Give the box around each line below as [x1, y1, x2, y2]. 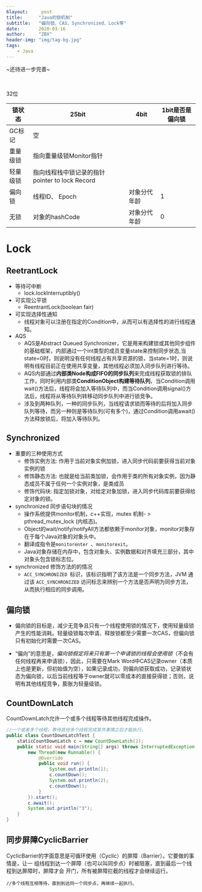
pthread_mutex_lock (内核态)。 [23, 518, 101, 525]
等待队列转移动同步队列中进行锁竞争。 [61, 392, 156, 399]
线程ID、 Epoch [32, 192, 77, 201]
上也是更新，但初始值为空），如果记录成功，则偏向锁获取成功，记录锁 [14, 665, 186, 672]
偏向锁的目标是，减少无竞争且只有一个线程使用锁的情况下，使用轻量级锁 [14, 622, 194, 629]
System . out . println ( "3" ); [28, 806, 93, 812]
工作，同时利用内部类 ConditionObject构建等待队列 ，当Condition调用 [23, 377, 195, 384]
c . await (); [28, 800, 55, 806]
